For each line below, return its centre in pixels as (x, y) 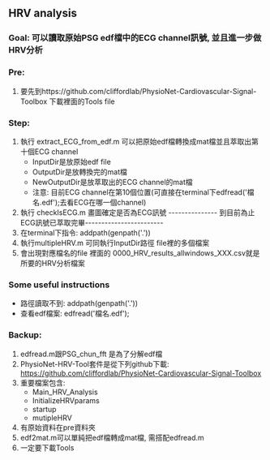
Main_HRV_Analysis (65, 392)
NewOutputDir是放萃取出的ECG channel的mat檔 (112, 182)
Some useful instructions (59, 285)
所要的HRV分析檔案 (52, 263)
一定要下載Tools (47, 447)
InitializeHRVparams (66, 400)
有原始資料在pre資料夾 (58, 427)
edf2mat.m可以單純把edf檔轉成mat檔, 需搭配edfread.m (112, 437)
